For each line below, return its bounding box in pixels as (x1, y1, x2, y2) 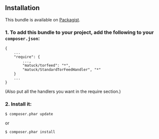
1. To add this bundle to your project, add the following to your (5, 29, 154, 35)
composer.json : (5, 35, 40, 42)
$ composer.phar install (5, 130, 55, 135)
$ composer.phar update (5, 112, 53, 117)
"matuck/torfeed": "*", (22, 63, 71, 68)
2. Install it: (5, 101, 32, 107)
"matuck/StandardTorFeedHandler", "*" (22, 68, 101, 72)
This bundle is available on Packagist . (5, 17, 80, 22)
